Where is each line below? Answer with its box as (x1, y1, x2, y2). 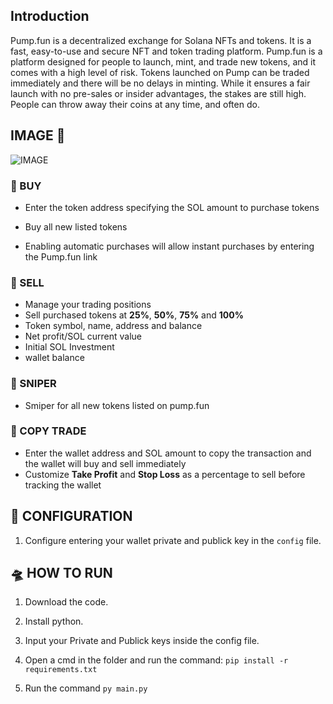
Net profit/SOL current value (24, 330, 143, 343)
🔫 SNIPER (10, 377, 57, 391)
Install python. (24, 615, 84, 628)
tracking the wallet (24, 479, 102, 491)
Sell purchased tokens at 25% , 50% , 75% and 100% (24, 309, 244, 321)
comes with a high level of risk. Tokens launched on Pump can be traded (10, 66, 310, 78)
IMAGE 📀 (10, 127, 66, 144)
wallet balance (24, 352, 85, 364)
